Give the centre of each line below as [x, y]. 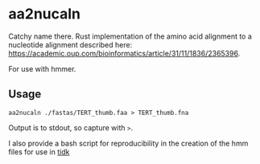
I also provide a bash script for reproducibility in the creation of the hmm [128, 143]
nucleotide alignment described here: [70, 44]
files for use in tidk [39, 152]
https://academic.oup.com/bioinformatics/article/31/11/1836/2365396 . [124, 53]
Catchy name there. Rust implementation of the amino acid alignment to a [130, 36]
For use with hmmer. [42, 68]
